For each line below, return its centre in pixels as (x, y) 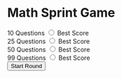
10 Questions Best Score (48, 33)
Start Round (27, 66)
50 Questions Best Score (49, 49)
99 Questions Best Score (49, 58)
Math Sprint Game (61, 13)
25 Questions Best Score (49, 41)
